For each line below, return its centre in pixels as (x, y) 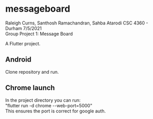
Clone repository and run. (32, 72)
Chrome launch (30, 88)
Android (18, 60)
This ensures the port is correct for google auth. (55, 111)
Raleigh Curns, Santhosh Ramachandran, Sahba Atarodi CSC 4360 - (77, 23)
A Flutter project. (23, 43)
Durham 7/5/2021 (24, 28)
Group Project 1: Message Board (39, 34)
